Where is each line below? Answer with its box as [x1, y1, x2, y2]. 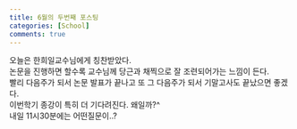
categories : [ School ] [9, 21, 90, 30]
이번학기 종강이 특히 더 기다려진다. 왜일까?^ [9, 100, 161, 110]
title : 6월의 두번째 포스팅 [9, 12, 99, 22]
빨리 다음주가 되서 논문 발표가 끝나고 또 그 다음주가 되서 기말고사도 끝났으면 [9, 77, 272, 88]
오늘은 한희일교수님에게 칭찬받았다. [9, 55, 132, 66]
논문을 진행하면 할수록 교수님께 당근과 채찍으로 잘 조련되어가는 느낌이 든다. [9, 66, 270, 77]
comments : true [9, 29, 66, 38]
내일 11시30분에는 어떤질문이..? [9, 110, 118, 121]
